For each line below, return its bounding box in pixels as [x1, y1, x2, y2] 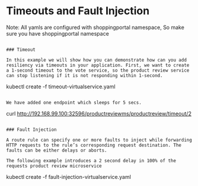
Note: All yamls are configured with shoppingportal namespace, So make [6, 24, 185, 31]
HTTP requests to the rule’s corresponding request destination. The [6, 142, 182, 148]
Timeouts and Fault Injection [6, 4, 150, 18]
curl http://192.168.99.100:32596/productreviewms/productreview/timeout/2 [6, 110, 191, 117]
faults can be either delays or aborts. [6, 147, 108, 153]
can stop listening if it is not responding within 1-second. [6, 72, 163, 78]
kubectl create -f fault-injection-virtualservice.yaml [6, 173, 132, 180]
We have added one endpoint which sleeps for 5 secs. [6, 100, 142, 105]
